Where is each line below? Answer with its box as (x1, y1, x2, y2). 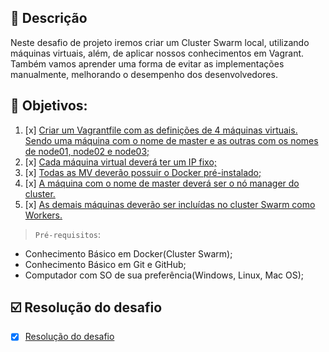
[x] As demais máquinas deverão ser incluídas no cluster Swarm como (24, 198, 316, 210)
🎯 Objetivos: (10, 97, 88, 115)
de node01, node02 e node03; (24, 145, 150, 157)
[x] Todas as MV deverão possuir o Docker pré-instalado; (24, 166, 262, 178)
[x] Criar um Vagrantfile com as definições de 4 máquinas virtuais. (24, 124, 298, 136)
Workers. (24, 209, 63, 221)
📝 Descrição (10, 10, 88, 27)
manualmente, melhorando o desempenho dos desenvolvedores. (10, 68, 278, 80)
